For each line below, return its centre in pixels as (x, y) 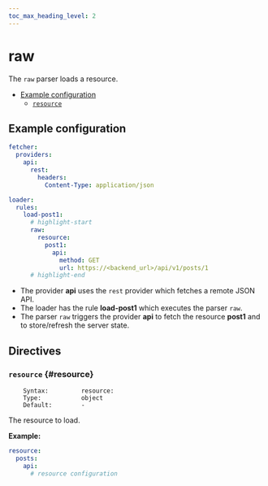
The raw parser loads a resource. (63, 79)
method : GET (80, 260)
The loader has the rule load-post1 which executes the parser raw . (131, 308)
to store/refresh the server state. (75, 325)
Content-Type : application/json (99, 185)
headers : (52, 177)
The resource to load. (44, 420)
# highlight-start (61, 223)
